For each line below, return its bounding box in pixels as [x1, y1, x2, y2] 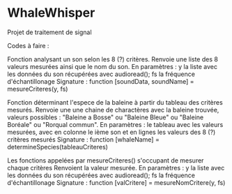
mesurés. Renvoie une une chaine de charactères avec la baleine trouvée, [7, 105, 219, 114]
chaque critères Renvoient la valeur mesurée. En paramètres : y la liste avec [7, 163, 225, 172]
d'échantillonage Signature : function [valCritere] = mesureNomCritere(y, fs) [7, 178, 226, 186]
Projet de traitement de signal [7, 28, 92, 36]
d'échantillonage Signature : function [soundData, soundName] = [7, 77, 194, 85]
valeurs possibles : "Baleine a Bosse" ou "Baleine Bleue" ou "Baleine [7, 113, 204, 121]
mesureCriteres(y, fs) [7, 84, 68, 93]
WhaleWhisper [7, 5, 95, 21]
